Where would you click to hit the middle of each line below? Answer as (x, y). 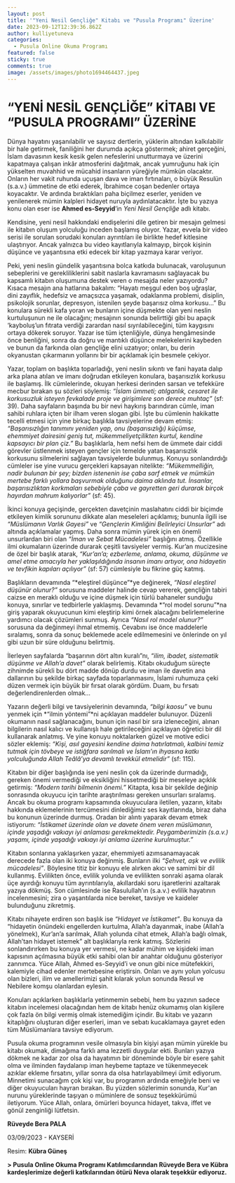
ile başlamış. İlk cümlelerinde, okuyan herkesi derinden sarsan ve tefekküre (116, 384)
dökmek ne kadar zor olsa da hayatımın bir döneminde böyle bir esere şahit (116, 1058)
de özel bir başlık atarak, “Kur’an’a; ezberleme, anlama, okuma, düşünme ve (118, 554)
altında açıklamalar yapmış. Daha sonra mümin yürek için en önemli (104, 531)
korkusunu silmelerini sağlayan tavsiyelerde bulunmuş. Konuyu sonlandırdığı (117, 458)
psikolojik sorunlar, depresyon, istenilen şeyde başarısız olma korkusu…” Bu (116, 303)
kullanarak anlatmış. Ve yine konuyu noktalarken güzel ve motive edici (108, 736)
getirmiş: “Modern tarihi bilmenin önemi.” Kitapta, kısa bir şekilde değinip (113, 788)
